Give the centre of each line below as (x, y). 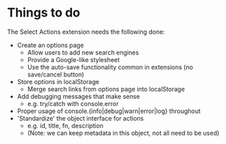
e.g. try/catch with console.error (73, 103)
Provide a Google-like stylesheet (74, 59)
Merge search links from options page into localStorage (106, 89)
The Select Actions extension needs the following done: (86, 32)
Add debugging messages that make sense (78, 96)
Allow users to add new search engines (83, 52)
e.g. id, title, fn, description (65, 125)
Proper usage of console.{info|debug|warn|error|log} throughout (109, 111)
